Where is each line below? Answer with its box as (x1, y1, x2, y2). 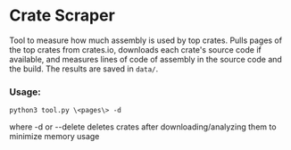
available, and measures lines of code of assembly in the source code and (9, 54, 283, 64)
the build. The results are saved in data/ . (9, 63, 159, 74)
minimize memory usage (9, 131, 100, 142)
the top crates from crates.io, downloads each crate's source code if (9, 44, 262, 54)
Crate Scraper (9, 5, 116, 26)
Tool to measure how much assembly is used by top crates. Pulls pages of (9, 35, 283, 46)
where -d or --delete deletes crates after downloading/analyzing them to (9, 121, 277, 132)
